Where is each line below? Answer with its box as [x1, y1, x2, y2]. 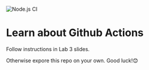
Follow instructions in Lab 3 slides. [6, 45, 90, 52]
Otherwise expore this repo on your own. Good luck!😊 [6, 56, 138, 64]
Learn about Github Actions [6, 26, 144, 39]
